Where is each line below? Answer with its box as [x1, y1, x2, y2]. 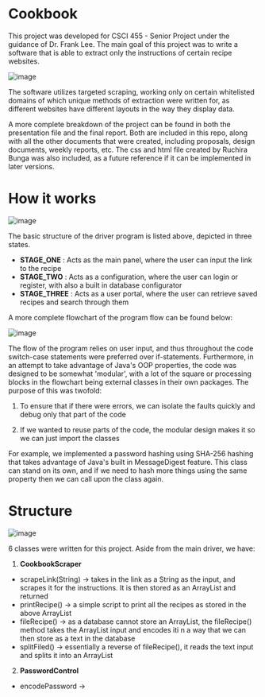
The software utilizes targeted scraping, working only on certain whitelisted [8, 87, 255, 96]
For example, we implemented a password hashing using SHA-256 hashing [8, 448, 254, 458]
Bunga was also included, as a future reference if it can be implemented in [8, 153, 252, 163]
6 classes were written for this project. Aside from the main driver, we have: [8, 544, 255, 553]
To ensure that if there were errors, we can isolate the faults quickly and [19, 401, 255, 410]
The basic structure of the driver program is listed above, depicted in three [8, 231, 252, 241]
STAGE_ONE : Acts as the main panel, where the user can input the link [19, 255, 252, 265]
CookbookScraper [19, 559, 82, 568]
